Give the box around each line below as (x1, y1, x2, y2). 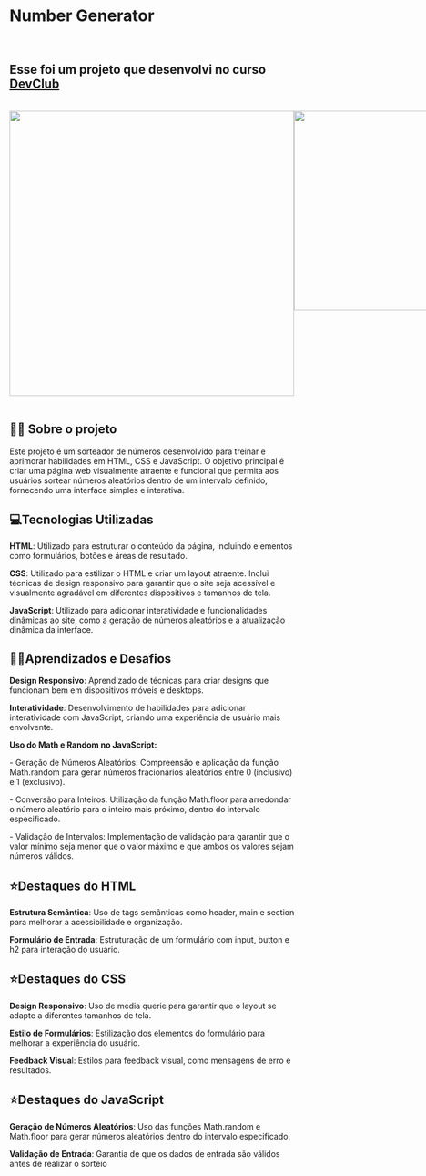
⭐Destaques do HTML (9, 878, 137, 893)
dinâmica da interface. (9, 624, 94, 635)
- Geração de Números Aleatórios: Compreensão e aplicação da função (9, 758, 279, 769)
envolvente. (9, 722, 54, 733)
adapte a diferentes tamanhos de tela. (9, 1009, 152, 1021)
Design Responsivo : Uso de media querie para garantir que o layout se (9, 1000, 277, 1011)
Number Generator (9, 5, 155, 26)
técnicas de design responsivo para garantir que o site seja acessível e (9, 578, 276, 589)
